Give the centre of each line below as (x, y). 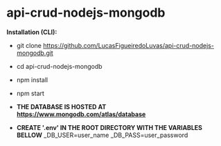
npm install (32, 80)
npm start (30, 93)
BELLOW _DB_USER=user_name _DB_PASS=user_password (102, 135)
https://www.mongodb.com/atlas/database (81, 114)
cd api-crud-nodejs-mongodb (59, 66)
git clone (29, 45)
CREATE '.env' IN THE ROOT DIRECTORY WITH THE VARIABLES (109, 127)
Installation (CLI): (32, 32)
